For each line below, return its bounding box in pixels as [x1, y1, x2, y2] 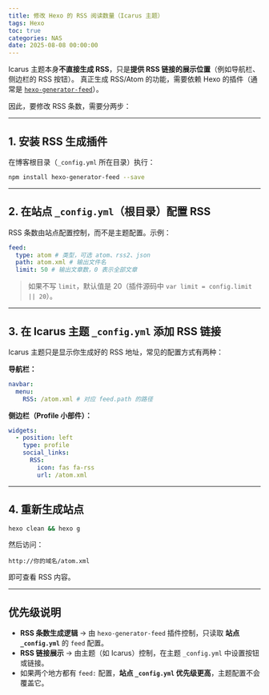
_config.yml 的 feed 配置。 [19, 638, 108, 648]
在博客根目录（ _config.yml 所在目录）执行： [8, 157, 155, 166]
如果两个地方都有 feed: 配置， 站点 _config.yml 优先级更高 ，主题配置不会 [19, 669, 260, 678]
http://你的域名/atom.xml [8, 557, 90, 565]
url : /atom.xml [37, 471, 88, 479]
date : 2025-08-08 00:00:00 [8, 42, 98, 50]
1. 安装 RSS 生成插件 [8, 134, 108, 148]
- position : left [15, 433, 74, 442]
